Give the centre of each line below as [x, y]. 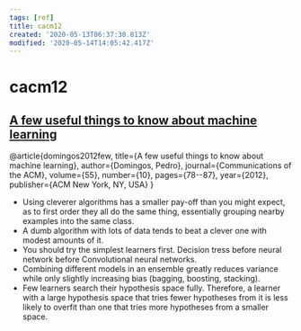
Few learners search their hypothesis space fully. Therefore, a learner [151, 288]
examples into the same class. [78, 221]
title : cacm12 [36, 26]
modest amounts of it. [63, 240]
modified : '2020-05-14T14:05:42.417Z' [82, 43]
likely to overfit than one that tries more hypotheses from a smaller [146, 308]
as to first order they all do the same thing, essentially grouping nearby [153, 211]
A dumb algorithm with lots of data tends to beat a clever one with [145, 231]
